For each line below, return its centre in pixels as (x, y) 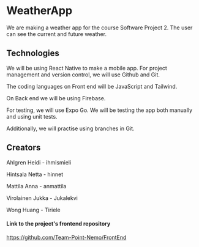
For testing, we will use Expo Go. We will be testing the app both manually (99, 110)
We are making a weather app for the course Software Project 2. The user (99, 28)
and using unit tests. (32, 116)
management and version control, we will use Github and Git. (83, 75)
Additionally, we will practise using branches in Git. (70, 128)
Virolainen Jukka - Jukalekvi (42, 198)
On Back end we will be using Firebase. (56, 98)
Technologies (33, 53)
